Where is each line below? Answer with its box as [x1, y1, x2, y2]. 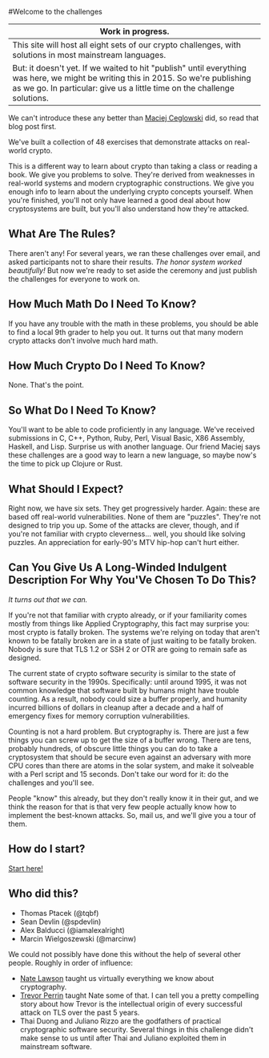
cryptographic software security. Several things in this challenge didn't [19, 1024, 254, 1034]
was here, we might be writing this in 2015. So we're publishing [12, 72, 251, 83]
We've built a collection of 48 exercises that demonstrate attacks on [8, 137, 233, 147]
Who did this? [8, 887, 78, 901]
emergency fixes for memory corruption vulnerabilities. [8, 710, 191, 721]
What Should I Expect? [8, 482, 124, 496]
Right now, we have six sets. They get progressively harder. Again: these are [8, 503, 260, 513]
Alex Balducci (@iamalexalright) [19, 925, 126, 934]
